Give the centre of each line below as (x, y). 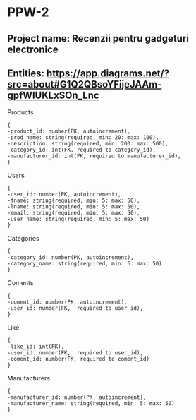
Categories (24, 239)
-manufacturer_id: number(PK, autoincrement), (77, 397)
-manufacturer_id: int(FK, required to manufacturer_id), (94, 156)
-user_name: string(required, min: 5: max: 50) (79, 220)
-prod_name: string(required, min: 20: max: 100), (83, 138)
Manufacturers (29, 378)
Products (20, 112)
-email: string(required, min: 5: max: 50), (74, 213)
